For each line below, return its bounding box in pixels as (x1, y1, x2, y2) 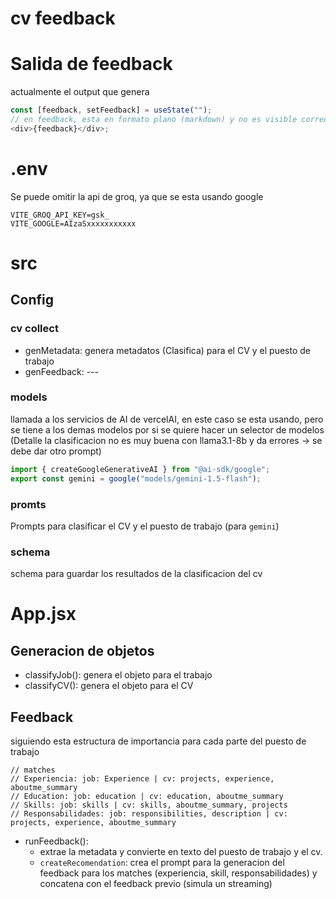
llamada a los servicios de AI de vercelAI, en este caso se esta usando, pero (10, 413, 324, 425)
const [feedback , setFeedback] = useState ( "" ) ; (10, 105, 213, 116)
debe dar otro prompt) (10, 445, 102, 457)
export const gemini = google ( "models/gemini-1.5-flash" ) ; (10, 473, 262, 484)
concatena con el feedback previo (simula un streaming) (39, 878, 273, 890)
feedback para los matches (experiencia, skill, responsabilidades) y (39, 867, 318, 879)
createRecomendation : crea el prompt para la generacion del (39, 857, 285, 869)
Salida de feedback (10, 53, 173, 76)
